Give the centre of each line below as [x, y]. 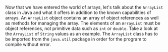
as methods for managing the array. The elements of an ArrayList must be [83, 23]
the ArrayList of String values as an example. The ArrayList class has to [81, 34]
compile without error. [28, 44]
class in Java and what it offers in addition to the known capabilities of [78, 12]
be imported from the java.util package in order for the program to [76, 39]
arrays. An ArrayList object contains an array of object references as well [82, 18]
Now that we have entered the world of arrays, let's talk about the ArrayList [84, 7]
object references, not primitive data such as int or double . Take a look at [81, 28]
